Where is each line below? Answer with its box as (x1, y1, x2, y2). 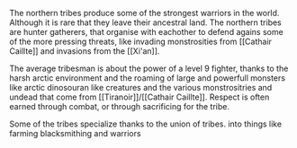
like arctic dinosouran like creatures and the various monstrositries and (9, 83, 273, 92)
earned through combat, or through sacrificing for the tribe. (9, 101, 229, 111)
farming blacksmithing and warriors (9, 128, 141, 138)
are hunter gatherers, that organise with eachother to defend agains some (9, 27, 283, 37)
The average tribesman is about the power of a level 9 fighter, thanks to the (9, 63, 289, 74)
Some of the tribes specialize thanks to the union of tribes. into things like (9, 118, 282, 129)
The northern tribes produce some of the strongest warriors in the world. (9, 8, 280, 18)
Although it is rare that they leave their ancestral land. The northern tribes (9, 17, 282, 28)
